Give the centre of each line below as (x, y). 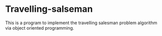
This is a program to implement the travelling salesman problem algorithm (81, 23)
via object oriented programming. (40, 28)
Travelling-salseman (49, 9)
